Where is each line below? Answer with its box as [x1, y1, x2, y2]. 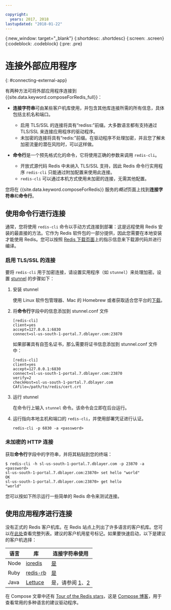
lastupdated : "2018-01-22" [5, 21, 63, 26]
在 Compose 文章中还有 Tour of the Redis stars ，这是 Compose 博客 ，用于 [5, 593, 162, 599]
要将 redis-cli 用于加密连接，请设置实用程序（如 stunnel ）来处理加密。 [5, 269, 157, 275]
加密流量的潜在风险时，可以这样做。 [20, 141, 97, 148]
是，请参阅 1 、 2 [51, 579, 90, 586]
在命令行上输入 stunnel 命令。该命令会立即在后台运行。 [12, 405, 130, 411]
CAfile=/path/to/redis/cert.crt [12, 384, 81, 390]
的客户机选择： [5, 537, 37, 543]
